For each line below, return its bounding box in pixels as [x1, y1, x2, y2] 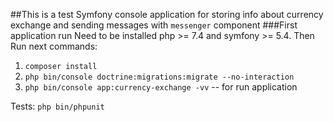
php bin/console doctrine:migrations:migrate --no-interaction [24, 72, 295, 82]
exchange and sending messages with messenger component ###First [10, 19, 298, 31]
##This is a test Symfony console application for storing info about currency [10, 9, 324, 20]
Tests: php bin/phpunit [10, 100, 105, 112]
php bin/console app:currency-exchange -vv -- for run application [24, 81, 298, 93]
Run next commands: [10, 40, 98, 52]
